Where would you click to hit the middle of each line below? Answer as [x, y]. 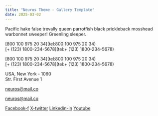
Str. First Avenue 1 [24, 79]
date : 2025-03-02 [23, 14]
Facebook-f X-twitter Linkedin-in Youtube [48, 108]
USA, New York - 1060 [28, 73]
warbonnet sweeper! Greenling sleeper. [46, 34]
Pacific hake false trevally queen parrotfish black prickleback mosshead [79, 28]
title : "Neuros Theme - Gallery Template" [50, 10]
